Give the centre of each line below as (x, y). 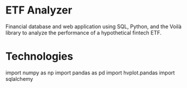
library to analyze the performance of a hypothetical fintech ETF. (84, 32)
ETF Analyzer (39, 10)
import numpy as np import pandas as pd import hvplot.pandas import (90, 72)
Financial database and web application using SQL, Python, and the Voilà (94, 26)
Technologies (40, 57)
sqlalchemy (19, 79)
